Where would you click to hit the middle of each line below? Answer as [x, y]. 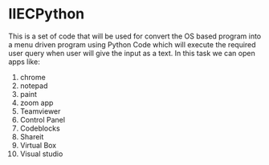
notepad [34, 86]
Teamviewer [40, 111]
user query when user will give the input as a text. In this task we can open [132, 53]
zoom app [37, 103]
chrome [33, 77]
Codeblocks [40, 128]
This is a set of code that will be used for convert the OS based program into [135, 36]
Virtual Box [38, 145]
